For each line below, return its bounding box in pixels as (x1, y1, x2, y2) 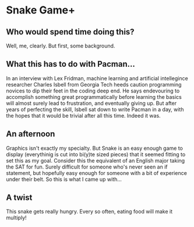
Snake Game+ (6, 4, 76, 17)
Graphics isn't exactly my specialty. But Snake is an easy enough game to (6, 145, 184, 152)
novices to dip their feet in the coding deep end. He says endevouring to (6, 87, 180, 94)
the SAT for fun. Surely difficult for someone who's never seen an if (6, 163, 168, 170)
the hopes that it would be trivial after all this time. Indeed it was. (6, 112, 161, 119)
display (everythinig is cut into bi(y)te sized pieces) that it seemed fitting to (6, 150, 186, 158)
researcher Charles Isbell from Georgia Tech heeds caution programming (6, 81, 182, 88)
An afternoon (6, 129, 55, 139)
